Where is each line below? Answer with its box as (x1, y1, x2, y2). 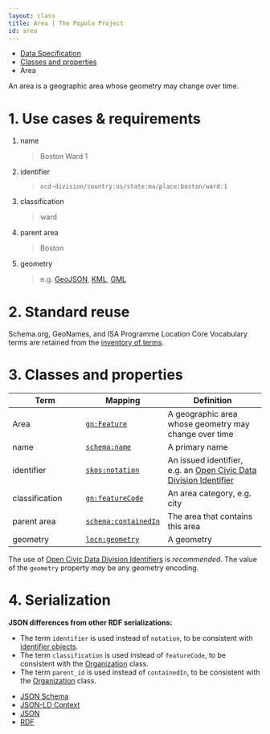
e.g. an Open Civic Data (167, 465, 257, 476)
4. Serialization (8, 591, 111, 610)
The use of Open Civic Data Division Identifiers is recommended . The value (8, 555, 257, 565)
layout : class (8, 11, 56, 20)
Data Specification (19, 49, 82, 59)
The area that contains (167, 511, 253, 522)
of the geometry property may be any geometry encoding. (8, 563, 199, 573)
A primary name (167, 442, 228, 453)
